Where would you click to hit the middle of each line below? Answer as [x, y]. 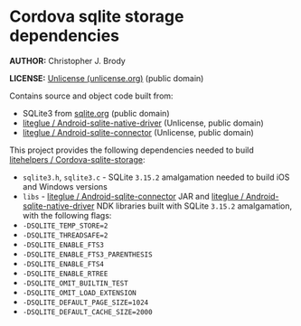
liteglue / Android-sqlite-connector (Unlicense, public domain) [138, 132]
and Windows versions [65, 186]
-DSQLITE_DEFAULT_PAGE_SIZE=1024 [85, 303]
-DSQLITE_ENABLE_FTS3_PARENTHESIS [87, 255]
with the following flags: [67, 215]
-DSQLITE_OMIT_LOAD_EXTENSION [80, 293]
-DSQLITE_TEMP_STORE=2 [65, 226]
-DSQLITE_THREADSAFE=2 [65, 235]
